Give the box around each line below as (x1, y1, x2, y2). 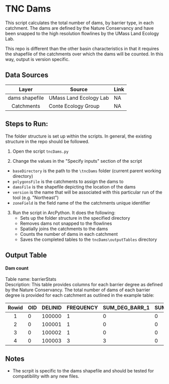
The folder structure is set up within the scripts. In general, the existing (5, 133, 152, 139)
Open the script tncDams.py (12, 148, 69, 154)
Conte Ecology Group (48, 102, 100, 109)
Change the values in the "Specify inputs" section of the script (12, 158, 142, 164)
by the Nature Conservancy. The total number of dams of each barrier (5, 287, 150, 293)
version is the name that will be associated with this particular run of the (12, 189, 162, 195)
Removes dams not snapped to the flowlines (20, 220, 112, 226)
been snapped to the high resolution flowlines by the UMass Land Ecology (5, 30, 159, 36)
